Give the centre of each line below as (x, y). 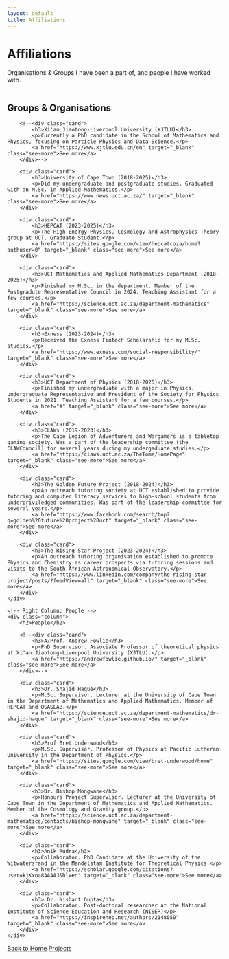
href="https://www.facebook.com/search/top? (105, 515)
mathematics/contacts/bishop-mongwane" (64, 822)
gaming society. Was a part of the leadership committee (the (98, 443)
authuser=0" (24, 250)
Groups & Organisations (59, 108)
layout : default (30, 13)
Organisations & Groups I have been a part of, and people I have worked (109, 73)
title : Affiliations (37, 20)
